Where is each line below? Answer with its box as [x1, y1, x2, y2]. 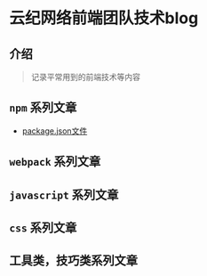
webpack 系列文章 [9, 154, 101, 169]
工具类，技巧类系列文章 [9, 253, 138, 268]
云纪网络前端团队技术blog [9, 8, 199, 28]
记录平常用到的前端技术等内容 [30, 72, 140, 82]
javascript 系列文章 [9, 187, 119, 202]
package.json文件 [21, 126, 88, 136]
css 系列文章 [9, 220, 77, 235]
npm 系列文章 [9, 100, 77, 116]
